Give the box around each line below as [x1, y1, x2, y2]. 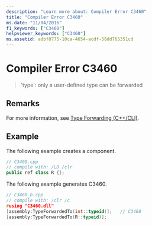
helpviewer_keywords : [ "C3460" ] [6, 31, 86, 37]
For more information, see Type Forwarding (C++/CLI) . [6, 114, 140, 122]
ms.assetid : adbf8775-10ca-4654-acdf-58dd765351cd [6, 36, 134, 42]
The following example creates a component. [6, 147, 117, 154]
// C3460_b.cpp [6, 192, 44, 198]
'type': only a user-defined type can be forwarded [20, 81, 143, 88]
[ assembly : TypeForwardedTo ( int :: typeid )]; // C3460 [6, 208, 142, 214]
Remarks [6, 98, 40, 109]
